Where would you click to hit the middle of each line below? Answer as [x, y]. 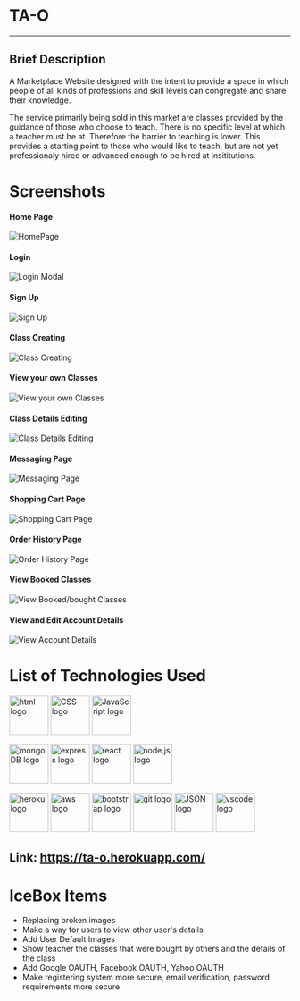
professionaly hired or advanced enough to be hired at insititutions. [133, 155]
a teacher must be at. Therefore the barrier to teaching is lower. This [135, 136]
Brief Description [58, 59]
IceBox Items [58, 896]
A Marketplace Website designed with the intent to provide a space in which [149, 80]
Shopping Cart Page [47, 499]
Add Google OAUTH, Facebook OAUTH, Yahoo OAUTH [123, 968]
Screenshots [58, 191]
